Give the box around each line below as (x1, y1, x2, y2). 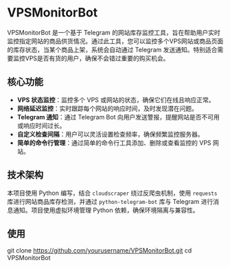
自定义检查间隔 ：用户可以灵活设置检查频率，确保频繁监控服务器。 (16, 130, 204, 138)
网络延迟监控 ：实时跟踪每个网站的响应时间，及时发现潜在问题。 (16, 104, 198, 113)
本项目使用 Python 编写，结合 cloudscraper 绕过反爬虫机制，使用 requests (7, 189, 218, 197)
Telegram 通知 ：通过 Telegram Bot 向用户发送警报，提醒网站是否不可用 (16, 113, 220, 121)
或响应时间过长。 (16, 121, 66, 130)
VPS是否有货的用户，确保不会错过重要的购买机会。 (25, 54, 170, 62)
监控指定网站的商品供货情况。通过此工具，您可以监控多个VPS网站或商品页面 (7, 36, 224, 45)
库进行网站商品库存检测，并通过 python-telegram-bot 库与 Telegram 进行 (7, 197, 214, 205)
